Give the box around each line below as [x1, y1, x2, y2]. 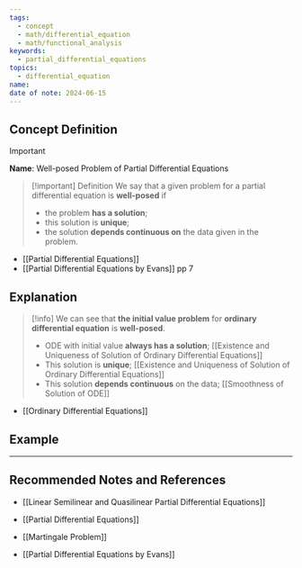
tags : [9, 13, 30, 23]
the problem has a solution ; [44, 208, 148, 219]
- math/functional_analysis [17, 38, 123, 48]
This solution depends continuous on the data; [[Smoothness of [44, 379, 285, 390]
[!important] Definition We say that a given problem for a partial [31, 181, 266, 192]
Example [9, 431, 59, 446]
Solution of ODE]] [44, 388, 111, 399]
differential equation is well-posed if [31, 190, 167, 201]
